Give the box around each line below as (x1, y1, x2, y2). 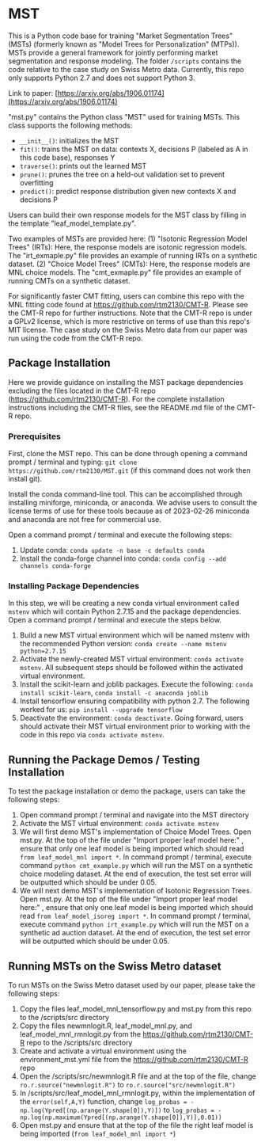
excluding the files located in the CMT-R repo (8, 386, 156, 395)
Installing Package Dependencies (8, 580, 140, 591)
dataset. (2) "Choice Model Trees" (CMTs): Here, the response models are (8, 259, 251, 268)
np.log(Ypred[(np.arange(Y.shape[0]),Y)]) (19, 1106, 162, 1114)
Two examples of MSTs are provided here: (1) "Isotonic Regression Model (8, 234, 248, 243)
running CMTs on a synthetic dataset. (8, 276, 131, 285)
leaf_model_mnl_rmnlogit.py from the (19, 1029, 141, 1038)
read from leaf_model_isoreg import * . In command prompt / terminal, (19, 912, 252, 921)
